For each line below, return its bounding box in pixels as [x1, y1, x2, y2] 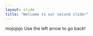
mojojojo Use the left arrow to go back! [5, 25, 86, 31]
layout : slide [5, 7, 35, 12]
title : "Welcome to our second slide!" [5, 12, 89, 17]
